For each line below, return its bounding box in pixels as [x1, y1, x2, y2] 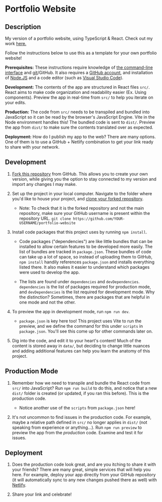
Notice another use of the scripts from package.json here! [19, 405, 136, 411]
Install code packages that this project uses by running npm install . [12, 229, 147, 235]
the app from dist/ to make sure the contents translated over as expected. [5, 124, 153, 130]
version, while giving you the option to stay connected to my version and [12, 176, 157, 182]
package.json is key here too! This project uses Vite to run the [19, 318, 142, 324]
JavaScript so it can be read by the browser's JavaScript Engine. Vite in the [5, 114, 155, 120]
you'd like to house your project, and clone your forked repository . [12, 196, 144, 201]
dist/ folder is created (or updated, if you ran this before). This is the [12, 390, 149, 396]
